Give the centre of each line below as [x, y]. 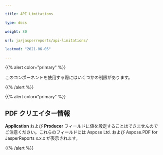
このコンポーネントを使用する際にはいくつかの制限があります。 [69, 77]
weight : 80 [16, 32]
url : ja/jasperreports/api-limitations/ [47, 40]
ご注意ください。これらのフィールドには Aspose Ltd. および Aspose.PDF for [81, 132]
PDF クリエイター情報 [38, 113]
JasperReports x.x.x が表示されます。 [43, 138]
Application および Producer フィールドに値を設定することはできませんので [81, 126]
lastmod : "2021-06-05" [28, 49]
